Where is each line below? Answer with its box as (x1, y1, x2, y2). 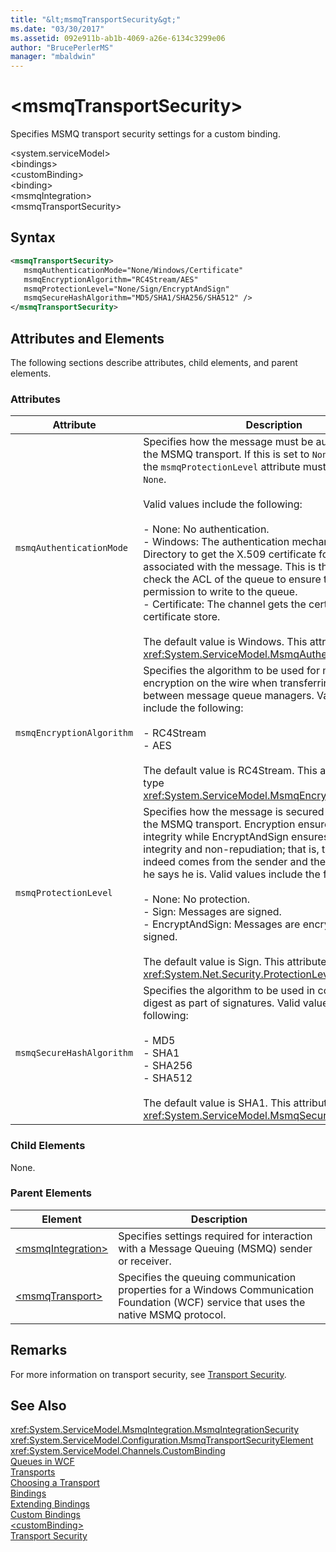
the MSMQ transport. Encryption (143, 817, 296, 831)
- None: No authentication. (143, 522, 270, 536)
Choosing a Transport (10, 1477, 100, 1489)
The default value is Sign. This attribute (143, 955, 327, 969)
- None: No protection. (143, 892, 251, 906)
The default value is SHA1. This (143, 1096, 292, 1110)
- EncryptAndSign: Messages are (143, 917, 301, 931)
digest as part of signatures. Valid (143, 996, 301, 1010)
